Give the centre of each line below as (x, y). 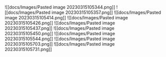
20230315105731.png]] (28, 49)
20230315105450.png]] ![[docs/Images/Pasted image (60, 33)
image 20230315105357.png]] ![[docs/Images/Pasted (106, 12)
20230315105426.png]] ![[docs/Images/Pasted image (60, 23)
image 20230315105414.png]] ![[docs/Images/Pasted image (66, 18)
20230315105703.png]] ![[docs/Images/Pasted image (60, 44)
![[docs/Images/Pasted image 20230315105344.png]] (60, 7)
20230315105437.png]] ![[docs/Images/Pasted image (59, 28)
